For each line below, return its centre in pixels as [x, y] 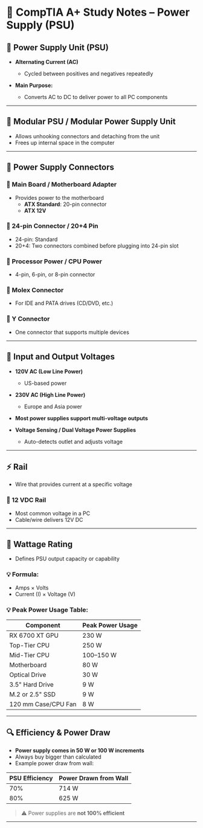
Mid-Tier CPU [30, 655]
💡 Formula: [23, 574]
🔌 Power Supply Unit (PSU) [57, 47]
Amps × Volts [32, 588]
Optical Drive [28, 675]
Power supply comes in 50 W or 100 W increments [80, 750]
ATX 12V [35, 210]
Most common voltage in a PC [53, 513]
